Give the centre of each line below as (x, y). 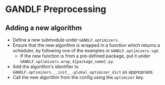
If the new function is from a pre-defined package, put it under (85, 56)
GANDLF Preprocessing (56, 9)
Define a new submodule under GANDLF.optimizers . (66, 40)
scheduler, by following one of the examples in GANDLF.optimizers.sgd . (86, 51)
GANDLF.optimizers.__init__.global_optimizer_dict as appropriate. (83, 72)
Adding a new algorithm (44, 28)
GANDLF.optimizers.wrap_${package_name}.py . (67, 61)
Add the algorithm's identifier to (46, 67)
